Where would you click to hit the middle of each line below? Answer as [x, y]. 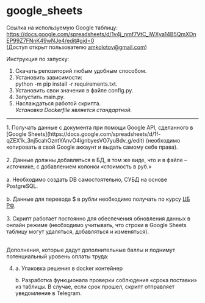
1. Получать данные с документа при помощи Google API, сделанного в [100, 127]
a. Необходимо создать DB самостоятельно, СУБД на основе [87, 179]
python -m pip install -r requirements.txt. [66, 84]
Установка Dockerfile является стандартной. [74, 110]
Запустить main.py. [40, 97]
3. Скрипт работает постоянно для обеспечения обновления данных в [99, 219]
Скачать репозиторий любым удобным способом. [81, 70]
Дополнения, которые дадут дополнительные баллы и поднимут [91, 250]
